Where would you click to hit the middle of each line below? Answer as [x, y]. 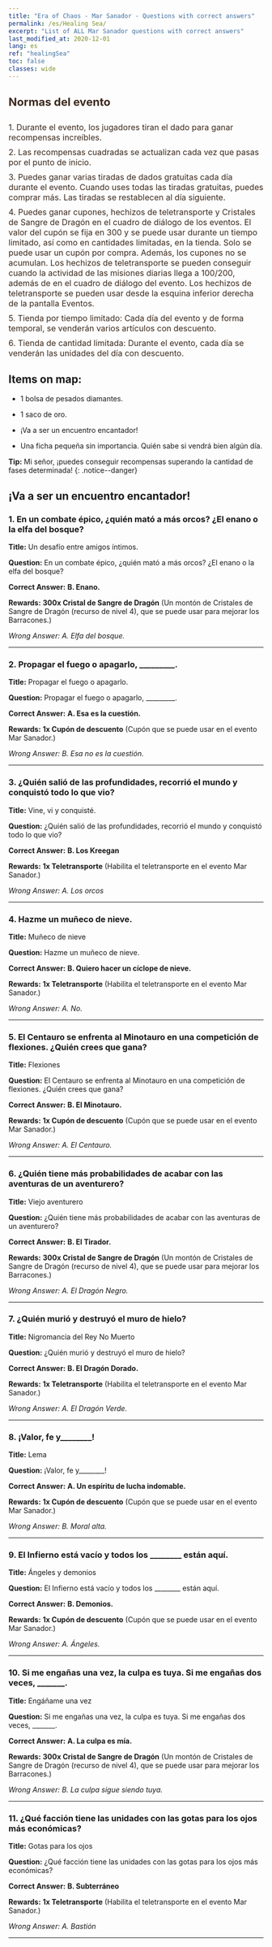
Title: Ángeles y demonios [53, 1573]
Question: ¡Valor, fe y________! [57, 1470]
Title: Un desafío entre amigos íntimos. [74, 547]
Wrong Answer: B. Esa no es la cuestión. [76, 754]
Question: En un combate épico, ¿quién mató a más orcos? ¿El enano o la [132, 563]
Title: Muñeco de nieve [47, 937]
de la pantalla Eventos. [51, 303]
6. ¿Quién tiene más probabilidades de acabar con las [116, 1174]
